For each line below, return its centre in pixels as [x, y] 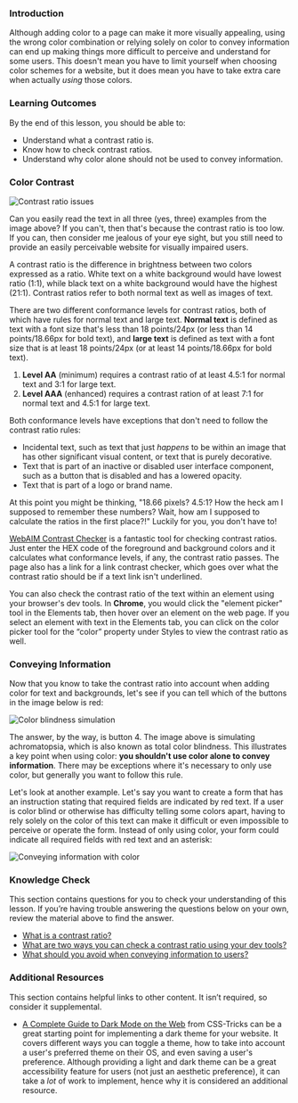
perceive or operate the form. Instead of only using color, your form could [144, 830]
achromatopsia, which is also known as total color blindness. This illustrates [148, 746]
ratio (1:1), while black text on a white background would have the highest [143, 283]
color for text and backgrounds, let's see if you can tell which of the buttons [148, 693]
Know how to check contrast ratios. [87, 149]
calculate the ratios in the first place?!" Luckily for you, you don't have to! [143, 521]
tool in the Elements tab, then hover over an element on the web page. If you [149, 613]
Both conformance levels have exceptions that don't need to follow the [139, 420]
